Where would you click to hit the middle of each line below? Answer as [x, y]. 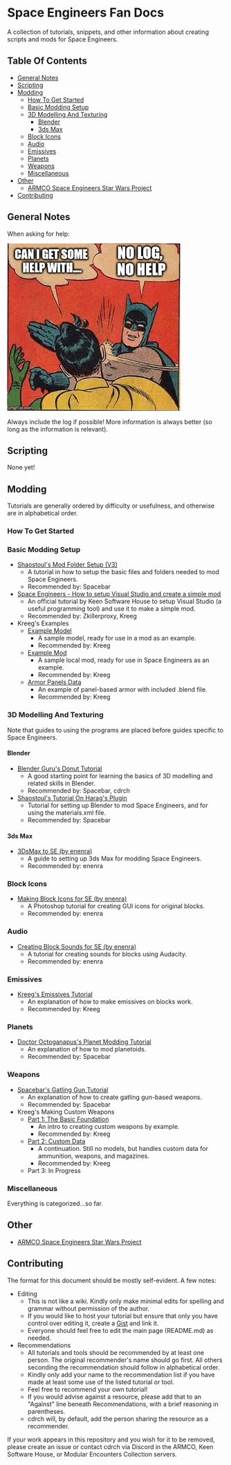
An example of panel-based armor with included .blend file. [122, 690]
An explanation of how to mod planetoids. [87, 1049]
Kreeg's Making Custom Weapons [66, 1112]
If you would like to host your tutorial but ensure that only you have [122, 1316]
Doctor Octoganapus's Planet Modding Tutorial [84, 1042]
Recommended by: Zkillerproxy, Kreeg [82, 616]
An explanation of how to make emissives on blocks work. [110, 1002]
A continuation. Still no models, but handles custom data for [123, 1148]
